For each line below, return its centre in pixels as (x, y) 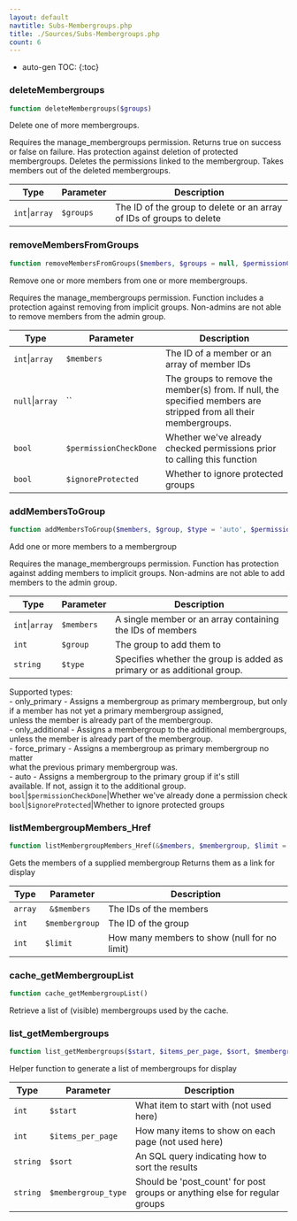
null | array (35, 401)
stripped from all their (209, 411)
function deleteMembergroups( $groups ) (80, 108)
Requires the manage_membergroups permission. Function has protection (144, 564)
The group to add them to (168, 644)
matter (21, 757)
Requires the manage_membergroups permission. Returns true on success (145, 142)
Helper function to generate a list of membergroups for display (123, 1069)
